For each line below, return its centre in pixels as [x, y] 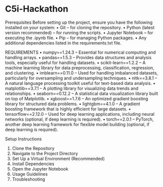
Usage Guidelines [30, 174]
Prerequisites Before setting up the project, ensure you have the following [79, 22]
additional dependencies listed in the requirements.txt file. [63, 43]
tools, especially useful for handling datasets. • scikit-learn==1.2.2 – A [75, 62]
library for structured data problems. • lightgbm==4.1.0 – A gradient [72, 104]
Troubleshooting [28, 179]
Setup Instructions [24, 139]
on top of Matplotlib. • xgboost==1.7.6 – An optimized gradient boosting [77, 98]
